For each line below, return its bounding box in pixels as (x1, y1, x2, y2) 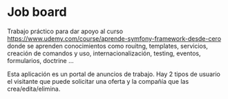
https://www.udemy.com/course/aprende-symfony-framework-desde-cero (7, 34, 222, 42)
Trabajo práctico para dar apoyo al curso (7, 27, 123, 35)
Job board (7, 4, 67, 20)
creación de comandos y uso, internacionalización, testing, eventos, (7, 49, 201, 57)
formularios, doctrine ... (7, 56, 74, 64)
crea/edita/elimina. (7, 84, 61, 93)
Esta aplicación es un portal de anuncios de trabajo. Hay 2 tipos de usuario (7, 70, 221, 78)
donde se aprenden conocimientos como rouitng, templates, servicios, (7, 42, 209, 50)
